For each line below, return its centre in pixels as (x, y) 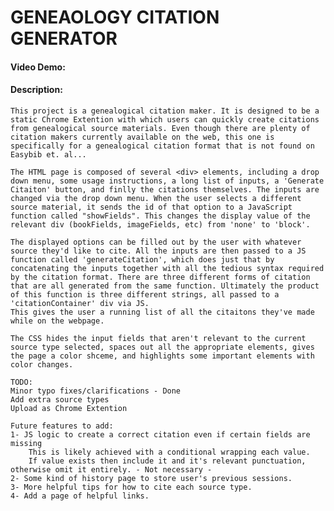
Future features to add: (62, 426)
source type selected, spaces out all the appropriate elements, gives (162, 347)
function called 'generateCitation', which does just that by (142, 259)
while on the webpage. (57, 321)
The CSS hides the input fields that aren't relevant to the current (158, 338)
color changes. (42, 364)
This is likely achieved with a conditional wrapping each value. (169, 452)
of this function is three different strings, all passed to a (145, 294)
